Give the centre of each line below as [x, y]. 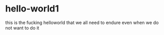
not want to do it [22, 27]
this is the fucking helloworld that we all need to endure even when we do [82, 22]
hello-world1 [32, 9]
